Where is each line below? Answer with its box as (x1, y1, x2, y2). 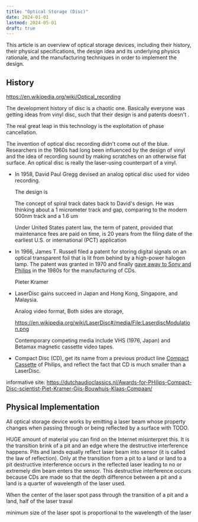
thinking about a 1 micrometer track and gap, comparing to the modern (14, 206, 187, 213)
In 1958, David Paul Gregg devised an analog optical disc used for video (14, 171, 190, 178)
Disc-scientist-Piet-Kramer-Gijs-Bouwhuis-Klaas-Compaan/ (6, 385, 152, 392)
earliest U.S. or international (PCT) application (14, 236, 127, 244)
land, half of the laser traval (6, 497, 73, 504)
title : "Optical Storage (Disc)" (6, 8, 89, 15)
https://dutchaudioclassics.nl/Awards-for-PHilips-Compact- (46, 379, 192, 386)
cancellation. (6, 129, 37, 136)
